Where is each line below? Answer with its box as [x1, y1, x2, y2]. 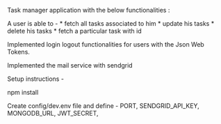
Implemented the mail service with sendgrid [7, 61, 133, 69]
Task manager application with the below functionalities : [7, 6, 170, 14]
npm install [7, 88, 39, 96]
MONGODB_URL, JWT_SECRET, [7, 109, 99, 117]
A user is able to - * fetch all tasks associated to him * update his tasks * [7, 20, 215, 27]
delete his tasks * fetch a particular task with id [7, 27, 142, 35]
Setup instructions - [7, 75, 65, 83]
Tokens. [7, 48, 30, 56]
